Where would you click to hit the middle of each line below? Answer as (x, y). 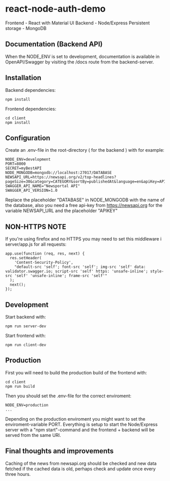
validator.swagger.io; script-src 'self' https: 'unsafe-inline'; (77, 271)
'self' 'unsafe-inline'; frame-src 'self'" (61, 276)
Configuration (28, 138)
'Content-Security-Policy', (44, 263)
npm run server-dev (26, 326)
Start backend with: (26, 317)
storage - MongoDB (26, 28)
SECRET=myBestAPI (24, 168)
